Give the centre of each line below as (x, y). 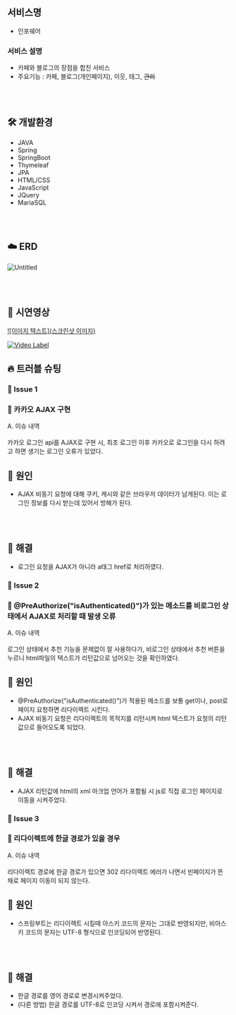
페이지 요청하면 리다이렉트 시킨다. (64, 709)
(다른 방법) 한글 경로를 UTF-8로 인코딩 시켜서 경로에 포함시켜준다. (108, 1004)
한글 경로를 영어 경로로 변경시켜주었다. (70, 996)
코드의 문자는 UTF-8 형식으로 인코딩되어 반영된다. (94, 932)
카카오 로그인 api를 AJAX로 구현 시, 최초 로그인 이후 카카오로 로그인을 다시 (110, 442)
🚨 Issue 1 (23, 389)
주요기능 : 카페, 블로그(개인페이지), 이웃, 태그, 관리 (86, 77)
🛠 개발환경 (30, 122)
